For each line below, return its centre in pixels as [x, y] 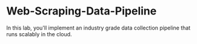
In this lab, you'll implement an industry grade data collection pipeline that [98, 28]
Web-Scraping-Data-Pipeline [82, 11]
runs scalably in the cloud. [39, 34]
